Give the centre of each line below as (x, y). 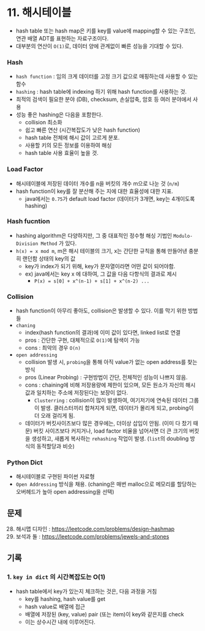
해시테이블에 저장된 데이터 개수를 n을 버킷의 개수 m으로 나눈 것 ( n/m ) (98, 183)
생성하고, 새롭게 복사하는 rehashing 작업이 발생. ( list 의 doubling (110, 439)
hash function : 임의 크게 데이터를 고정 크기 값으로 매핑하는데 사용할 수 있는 (107, 77)
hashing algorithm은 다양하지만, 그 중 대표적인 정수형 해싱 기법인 (94, 235)
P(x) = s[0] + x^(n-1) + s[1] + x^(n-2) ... (92, 281)
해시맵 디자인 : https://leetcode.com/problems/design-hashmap (95, 529)
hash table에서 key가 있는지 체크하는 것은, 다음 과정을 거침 (86, 591)
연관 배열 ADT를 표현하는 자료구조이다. (62, 38)
